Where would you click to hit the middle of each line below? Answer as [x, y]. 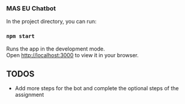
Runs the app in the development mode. [56, 49]
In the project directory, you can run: [51, 22]
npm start [20, 36]
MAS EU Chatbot [31, 8]
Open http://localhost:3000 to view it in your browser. [73, 55]
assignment [29, 95]
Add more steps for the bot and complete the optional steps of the [97, 88]
